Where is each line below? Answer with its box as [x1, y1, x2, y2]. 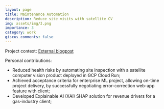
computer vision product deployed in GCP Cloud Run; [12, 72, 120, 78]
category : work [5, 30, 36, 35]
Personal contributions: [5, 57, 52, 63]
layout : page [5, 7, 32, 12]
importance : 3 [5, 26, 34, 30]
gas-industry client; [12, 98, 52, 104]
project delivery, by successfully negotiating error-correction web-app [12, 82, 155, 88]
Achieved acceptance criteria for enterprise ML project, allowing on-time [12, 77, 160, 83]
